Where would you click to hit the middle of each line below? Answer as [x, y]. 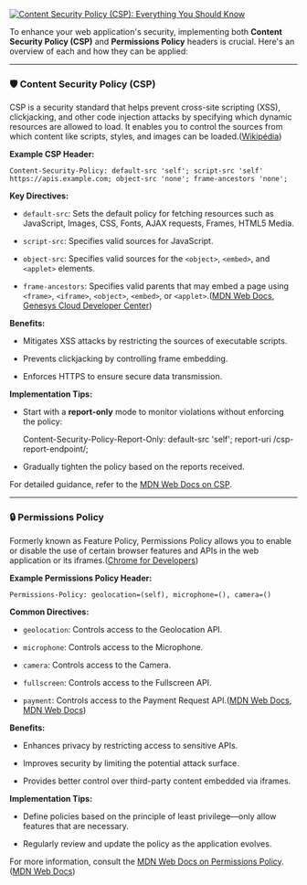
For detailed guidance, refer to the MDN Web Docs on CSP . [121, 485]
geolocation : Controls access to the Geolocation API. [122, 629]
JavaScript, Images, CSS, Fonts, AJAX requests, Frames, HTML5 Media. [158, 223]
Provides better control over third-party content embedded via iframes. [157, 781]
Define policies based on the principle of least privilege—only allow [149, 816]
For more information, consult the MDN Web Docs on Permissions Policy [146, 861]
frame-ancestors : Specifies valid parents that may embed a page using [156, 286]
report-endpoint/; [55, 449]
